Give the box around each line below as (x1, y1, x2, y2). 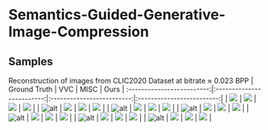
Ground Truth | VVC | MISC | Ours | (8, 84, 125, 94)
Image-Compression (8, 22, 150, 41)
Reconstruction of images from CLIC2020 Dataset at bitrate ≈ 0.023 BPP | (8, 76, 254, 85)
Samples (8, 55, 54, 68)
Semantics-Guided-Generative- (8, 6, 226, 24)
